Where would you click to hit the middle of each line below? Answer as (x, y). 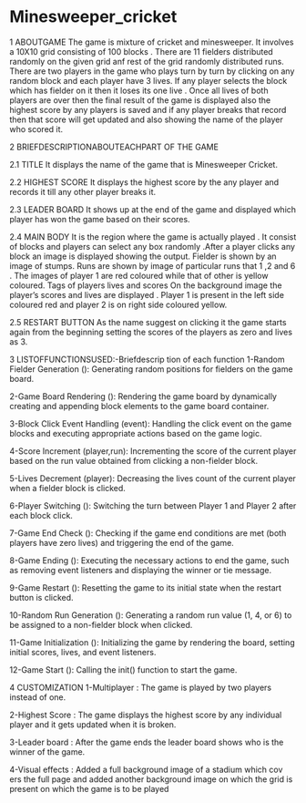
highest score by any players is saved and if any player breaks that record (148, 109)
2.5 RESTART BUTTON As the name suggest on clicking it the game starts (148, 322)
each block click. (41, 515)
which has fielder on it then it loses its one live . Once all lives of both (139, 90)
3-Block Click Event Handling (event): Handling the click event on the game (151, 423)
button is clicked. (42, 597)
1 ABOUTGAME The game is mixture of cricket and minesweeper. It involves (152, 42)
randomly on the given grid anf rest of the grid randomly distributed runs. (147, 61)
